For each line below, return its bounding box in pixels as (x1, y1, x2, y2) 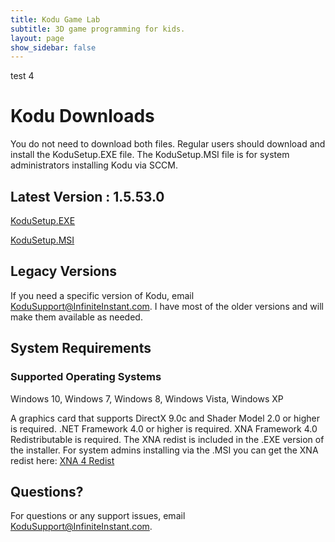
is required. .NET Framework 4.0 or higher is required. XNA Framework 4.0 (10, 422, 318, 435)
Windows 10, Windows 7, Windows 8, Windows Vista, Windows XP (10, 392, 284, 405)
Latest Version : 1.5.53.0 (10, 188, 165, 205)
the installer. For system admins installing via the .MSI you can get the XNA (10, 444, 319, 456)
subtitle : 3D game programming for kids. (10, 24, 186, 34)
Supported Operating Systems (10, 370, 162, 384)
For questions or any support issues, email (10, 510, 186, 522)
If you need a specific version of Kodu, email (10, 289, 195, 301)
